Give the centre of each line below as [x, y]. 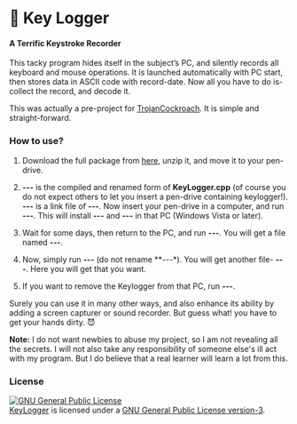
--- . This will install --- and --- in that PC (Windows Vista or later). [142, 215]
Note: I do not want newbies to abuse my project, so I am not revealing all [144, 339]
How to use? [36, 141]
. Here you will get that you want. [86, 268]
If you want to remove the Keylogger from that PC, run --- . [129, 286]
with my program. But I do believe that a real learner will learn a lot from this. [148, 358]
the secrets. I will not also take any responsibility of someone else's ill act [143, 348]
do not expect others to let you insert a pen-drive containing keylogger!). [155, 196]
